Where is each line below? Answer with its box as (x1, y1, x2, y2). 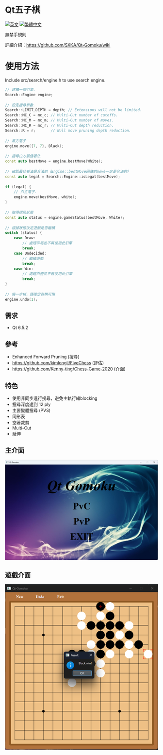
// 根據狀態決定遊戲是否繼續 (5, 225, 55, 230)
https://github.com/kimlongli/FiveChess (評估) (12, 360, 104, 366)
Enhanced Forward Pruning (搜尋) (12, 354, 80, 360)
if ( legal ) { (5, 184, 32, 189)
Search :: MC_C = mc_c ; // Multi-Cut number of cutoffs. (5, 113, 118, 118)
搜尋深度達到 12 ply (12, 401, 51, 408)
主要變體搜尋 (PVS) (12, 408, 51, 413)
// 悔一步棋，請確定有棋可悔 (5, 292, 55, 296)
